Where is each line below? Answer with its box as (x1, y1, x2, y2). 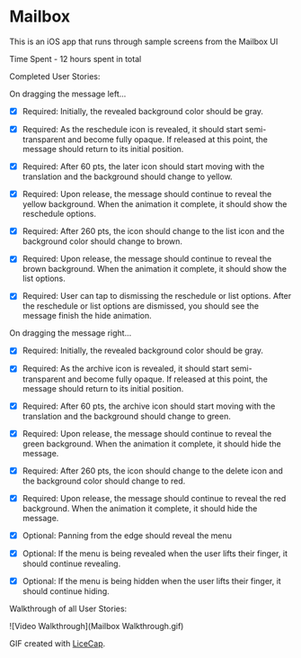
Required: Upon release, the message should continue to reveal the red (22, 492, 287, 503)
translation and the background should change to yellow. (22, 171, 233, 182)
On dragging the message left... (9, 88, 127, 99)
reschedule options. (22, 209, 97, 220)
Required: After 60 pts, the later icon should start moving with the (22, 161, 265, 172)
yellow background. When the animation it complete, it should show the (22, 199, 288, 210)
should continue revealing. (22, 558, 121, 569)
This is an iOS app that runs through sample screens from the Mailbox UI (9, 36, 279, 47)
